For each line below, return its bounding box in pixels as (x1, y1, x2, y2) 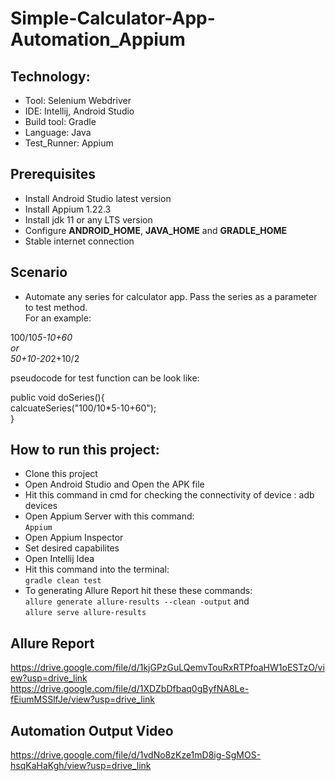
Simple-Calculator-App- (10, 7, 216, 30)
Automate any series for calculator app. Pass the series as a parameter (24, 290, 318, 302)
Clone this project (24, 468, 98, 480)
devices (24, 500, 58, 512)
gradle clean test (24, 576, 102, 586)
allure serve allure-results (24, 608, 147, 618)
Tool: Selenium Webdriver (24, 95, 132, 106)
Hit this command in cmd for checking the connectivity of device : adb (24, 489, 315, 501)
